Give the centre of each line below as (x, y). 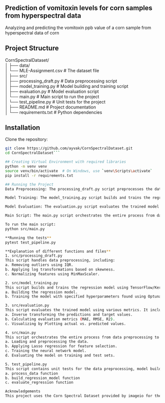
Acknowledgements (23, 391)
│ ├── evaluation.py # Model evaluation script (52, 91)
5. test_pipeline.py (26, 364)
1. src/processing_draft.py (34, 256)
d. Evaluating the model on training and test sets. (60, 355)
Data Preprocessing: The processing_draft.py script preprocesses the (79, 189)
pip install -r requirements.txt (39, 175)
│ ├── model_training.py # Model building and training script (67, 86)
